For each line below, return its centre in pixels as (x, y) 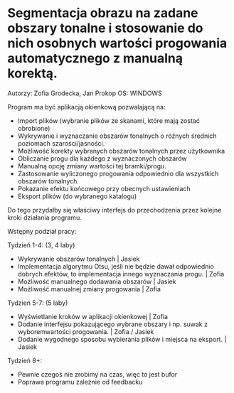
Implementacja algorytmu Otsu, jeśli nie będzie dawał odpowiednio (116, 266)
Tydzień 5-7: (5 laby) (38, 303)
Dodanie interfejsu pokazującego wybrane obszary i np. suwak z (113, 324)
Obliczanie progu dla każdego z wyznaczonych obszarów (102, 158)
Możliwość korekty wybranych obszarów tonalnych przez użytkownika (121, 151)
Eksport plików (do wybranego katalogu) (77, 196)
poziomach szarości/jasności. (61, 143)
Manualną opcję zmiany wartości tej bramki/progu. (92, 166)
